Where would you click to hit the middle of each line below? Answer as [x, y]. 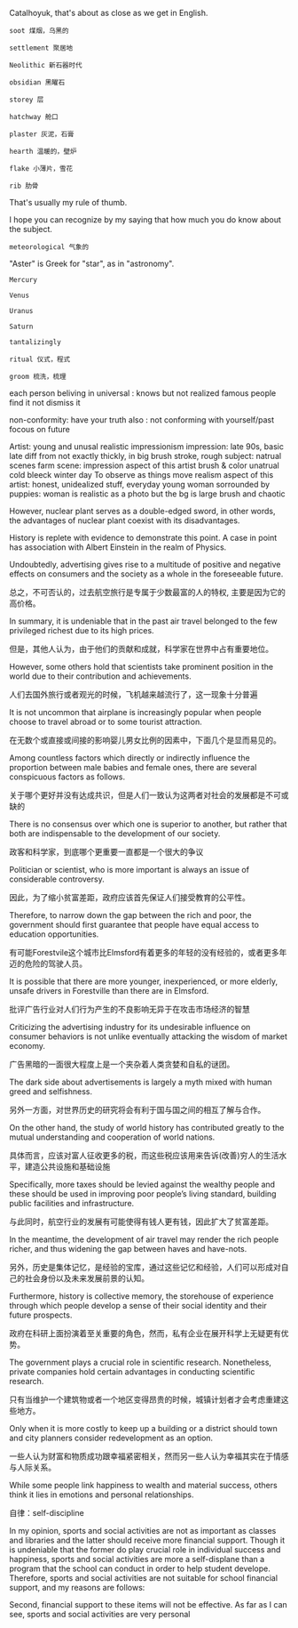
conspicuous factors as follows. [67, 777]
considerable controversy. [57, 879]
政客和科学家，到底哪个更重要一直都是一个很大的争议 [106, 852]
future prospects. [41, 1315]
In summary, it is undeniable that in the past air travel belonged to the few [143, 621]
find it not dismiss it [45, 403]
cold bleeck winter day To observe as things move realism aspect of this [141, 475]
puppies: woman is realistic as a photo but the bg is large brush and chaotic [147, 494]
